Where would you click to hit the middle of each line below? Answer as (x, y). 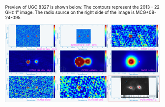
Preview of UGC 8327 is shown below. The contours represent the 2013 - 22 (82, 7)
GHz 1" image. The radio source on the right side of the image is (70, 12)
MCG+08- (146, 12)
